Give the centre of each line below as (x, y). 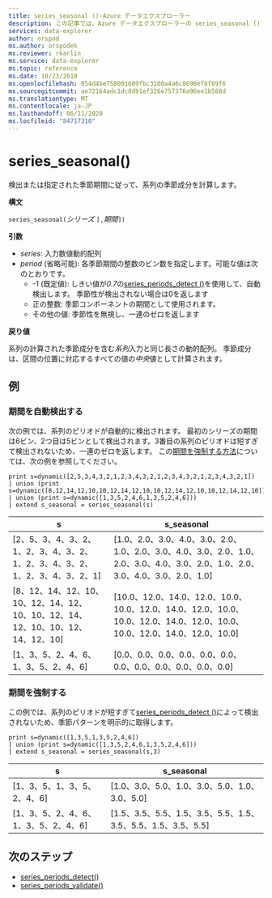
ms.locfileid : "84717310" (52, 121)
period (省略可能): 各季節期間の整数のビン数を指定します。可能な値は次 (139, 263)
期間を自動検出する (46, 412)
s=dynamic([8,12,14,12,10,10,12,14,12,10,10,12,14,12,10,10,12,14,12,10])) (139, 490)
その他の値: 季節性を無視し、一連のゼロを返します (116, 314)
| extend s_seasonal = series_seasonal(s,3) (85, 752)
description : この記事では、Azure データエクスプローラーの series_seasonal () (134, 23)
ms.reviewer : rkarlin (45, 53)
